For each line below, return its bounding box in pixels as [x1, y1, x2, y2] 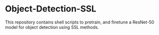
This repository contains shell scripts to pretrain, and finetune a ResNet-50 [5, 19, 154, 25]
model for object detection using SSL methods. [5, 24, 99, 30]
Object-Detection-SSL [5, 3, 96, 14]
